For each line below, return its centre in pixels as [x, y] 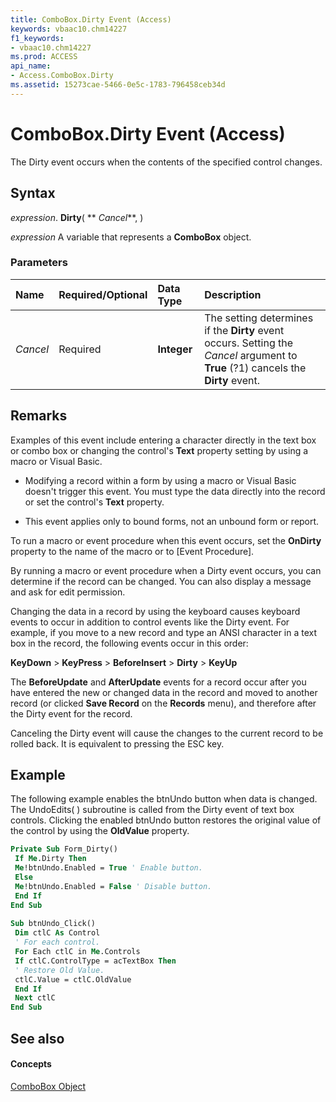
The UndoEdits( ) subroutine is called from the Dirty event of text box [152, 810]
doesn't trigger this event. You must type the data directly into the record [175, 491]
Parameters [39, 263]
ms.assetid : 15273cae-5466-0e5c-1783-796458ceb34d [118, 85]
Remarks [39, 416]
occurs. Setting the [249, 343]
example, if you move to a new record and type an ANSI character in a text [164, 632]
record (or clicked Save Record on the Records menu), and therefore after [163, 703]
